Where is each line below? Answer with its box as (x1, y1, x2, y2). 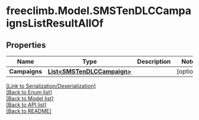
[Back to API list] (6, 101, 47, 108)
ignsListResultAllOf (6, 16, 104, 30)
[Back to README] (6, 108, 52, 114)
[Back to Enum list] (6, 89, 52, 95)
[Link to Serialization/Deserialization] (6, 82, 96, 89)
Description (137, 58, 171, 65)
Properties (6, 40, 46, 50)
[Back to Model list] (6, 95, 54, 102)
